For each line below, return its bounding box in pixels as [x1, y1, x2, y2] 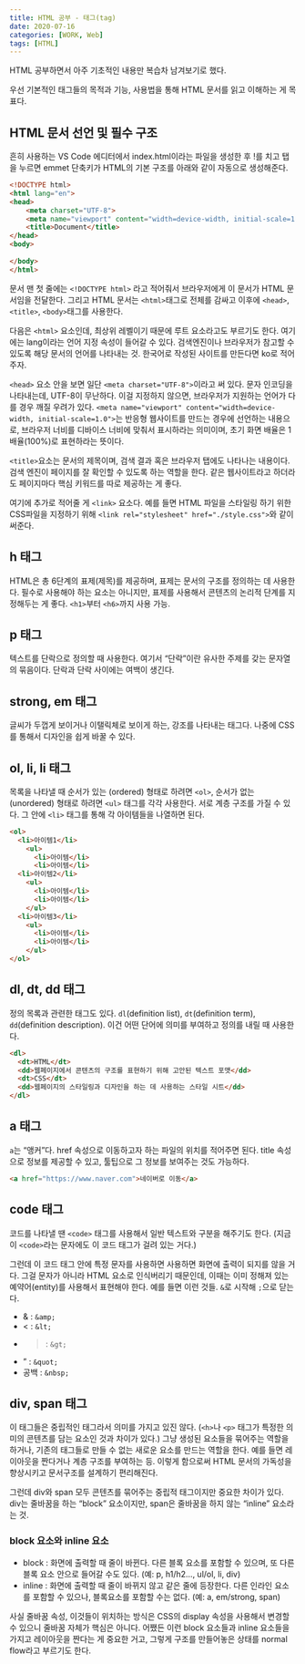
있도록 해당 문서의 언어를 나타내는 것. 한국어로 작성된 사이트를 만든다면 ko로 [9, 347, 279, 358]
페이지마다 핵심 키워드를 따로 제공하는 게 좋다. [18, 478, 182, 489]
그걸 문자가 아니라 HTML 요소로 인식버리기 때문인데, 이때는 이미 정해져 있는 [21, 1269, 290, 1281]
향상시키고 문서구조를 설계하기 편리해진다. [9, 1467, 158, 1478]
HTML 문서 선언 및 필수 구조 [9, 125, 158, 140]
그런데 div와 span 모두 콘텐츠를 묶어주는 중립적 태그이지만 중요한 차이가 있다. [9, 1487, 284, 1498]
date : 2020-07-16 [9, 22, 76, 31]
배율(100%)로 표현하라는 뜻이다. [9, 435, 125, 447]
